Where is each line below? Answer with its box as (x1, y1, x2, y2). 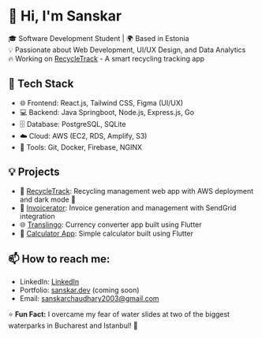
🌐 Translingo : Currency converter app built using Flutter (19, 220, 203, 229)
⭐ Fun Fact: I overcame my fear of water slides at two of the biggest (8, 310, 230, 319)
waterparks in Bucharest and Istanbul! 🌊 (8, 321, 138, 330)
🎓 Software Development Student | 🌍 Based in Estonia (8, 33, 189, 43)
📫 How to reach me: (8, 252, 110, 266)
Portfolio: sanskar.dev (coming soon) (19, 285, 140, 295)
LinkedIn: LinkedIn (19, 277, 80, 287)
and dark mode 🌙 (19, 195, 77, 204)
